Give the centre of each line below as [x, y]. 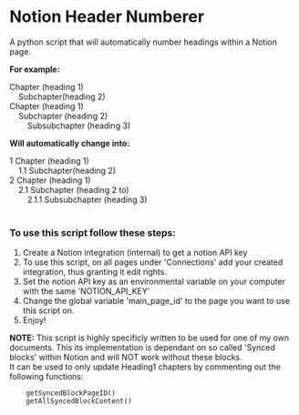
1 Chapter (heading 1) [49, 160]
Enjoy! [34, 320]
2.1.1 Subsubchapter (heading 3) [87, 199]
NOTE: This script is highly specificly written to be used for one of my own [149, 338]
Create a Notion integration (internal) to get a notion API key [135, 253]
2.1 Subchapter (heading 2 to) [73, 189]
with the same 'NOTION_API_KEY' [86, 291]
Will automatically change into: [70, 143]
